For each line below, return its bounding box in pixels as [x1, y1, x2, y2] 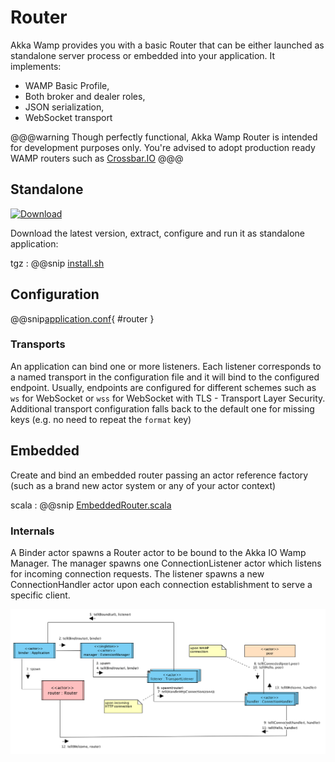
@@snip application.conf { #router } [10, 312, 155, 325]
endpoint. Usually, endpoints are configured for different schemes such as [10, 381, 317, 393]
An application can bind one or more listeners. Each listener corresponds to [10, 360, 322, 372]
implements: [10, 60, 62, 72]
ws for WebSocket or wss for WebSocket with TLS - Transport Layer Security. [10, 392, 326, 404]
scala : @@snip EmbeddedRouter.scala [10, 499, 172, 511]
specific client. [10, 589, 71, 601]
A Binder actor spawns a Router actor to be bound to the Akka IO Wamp [10, 546, 307, 558]
